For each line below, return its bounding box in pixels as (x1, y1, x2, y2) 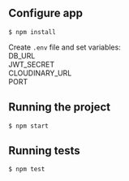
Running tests (8, 144, 81, 157)
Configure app (8, 6, 84, 20)
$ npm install (8, 28, 57, 36)
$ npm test (8, 166, 45, 174)
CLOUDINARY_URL (8, 68, 72, 78)
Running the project (8, 101, 111, 114)
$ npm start (8, 122, 49, 130)
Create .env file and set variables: (8, 42, 122, 52)
